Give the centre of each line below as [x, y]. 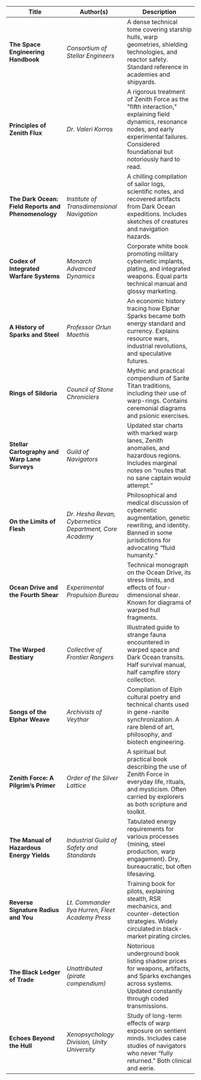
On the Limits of [32, 521]
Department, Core [92, 529]
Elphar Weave [29, 719]
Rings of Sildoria [33, 393]
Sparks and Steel [34, 334]
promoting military [153, 253]
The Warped [27, 649]
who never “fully [150, 1053]
